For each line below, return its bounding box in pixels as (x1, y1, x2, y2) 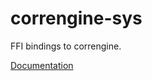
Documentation (10, 59, 74, 71)
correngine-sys (10, 7, 143, 30)
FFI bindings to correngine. (10, 40, 122, 52)
